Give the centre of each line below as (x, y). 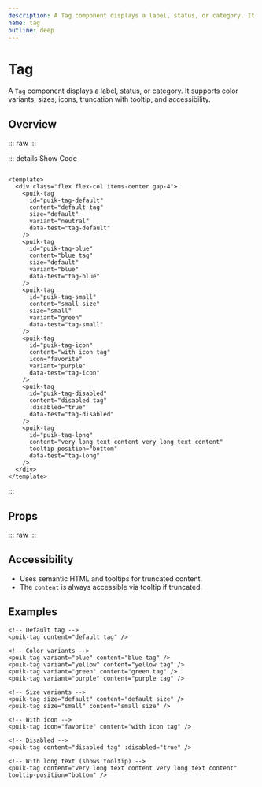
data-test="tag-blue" (65, 277)
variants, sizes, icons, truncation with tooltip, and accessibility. (109, 99)
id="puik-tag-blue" (61, 249)
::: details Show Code (42, 159)
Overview (33, 124)
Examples (33, 612)
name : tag (24, 23)
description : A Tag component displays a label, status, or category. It (132, 15)
